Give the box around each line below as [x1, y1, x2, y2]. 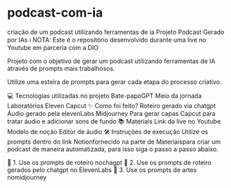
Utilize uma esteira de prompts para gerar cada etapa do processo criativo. [7, 78, 222, 86]
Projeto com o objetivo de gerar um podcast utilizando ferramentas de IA [7, 57, 216, 65]
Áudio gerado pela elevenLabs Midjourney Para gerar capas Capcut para [7, 109, 216, 117]
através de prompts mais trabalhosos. [7, 64, 116, 72]
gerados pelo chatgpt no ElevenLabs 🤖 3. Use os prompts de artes [7, 165, 197, 174]
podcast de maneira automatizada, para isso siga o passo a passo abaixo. [7, 144, 219, 153]
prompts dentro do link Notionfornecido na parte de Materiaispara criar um [7, 137, 221, 146]
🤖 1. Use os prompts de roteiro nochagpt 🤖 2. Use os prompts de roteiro [7, 158, 212, 166]
